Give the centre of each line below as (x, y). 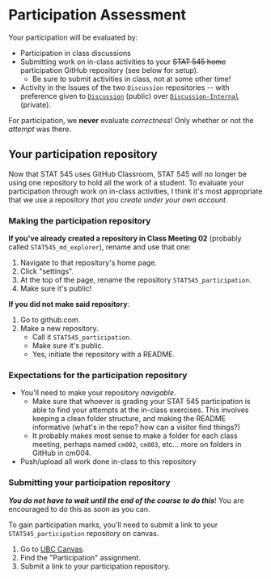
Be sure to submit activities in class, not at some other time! (131, 79)
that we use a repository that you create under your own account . (118, 199)
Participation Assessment (97, 15)
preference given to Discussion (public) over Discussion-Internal (129, 96)
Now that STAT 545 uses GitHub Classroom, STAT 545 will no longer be (127, 174)
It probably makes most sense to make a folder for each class (135, 436)
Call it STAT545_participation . (82, 337)
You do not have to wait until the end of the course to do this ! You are (126, 500)
